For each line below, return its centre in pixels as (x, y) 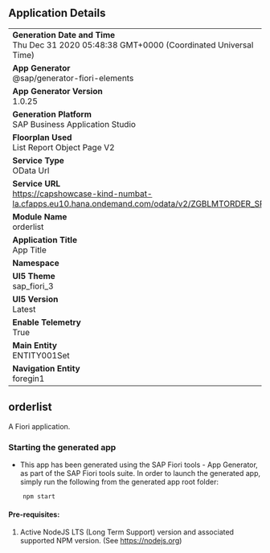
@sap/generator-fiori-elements (73, 78)
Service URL (37, 183)
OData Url (31, 170)
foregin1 (29, 379)
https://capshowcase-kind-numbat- (82, 194)
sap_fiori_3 (33, 286)
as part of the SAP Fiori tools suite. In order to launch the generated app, (140, 473)
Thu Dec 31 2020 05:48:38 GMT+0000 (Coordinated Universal (133, 45)
